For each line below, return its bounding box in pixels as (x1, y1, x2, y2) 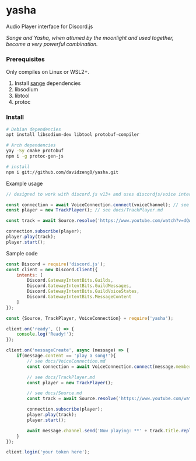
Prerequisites (6, 55, 45, 63)
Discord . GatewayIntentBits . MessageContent (27, 294, 132, 300)
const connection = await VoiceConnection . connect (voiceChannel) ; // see (6, 202, 190, 208)
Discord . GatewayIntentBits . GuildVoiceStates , (27, 288, 140, 295)
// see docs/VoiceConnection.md (27, 358, 106, 364)
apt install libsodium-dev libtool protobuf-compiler (6, 132, 140, 138)
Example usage (6, 180, 43, 187)
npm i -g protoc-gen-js (6, 153, 64, 159)
